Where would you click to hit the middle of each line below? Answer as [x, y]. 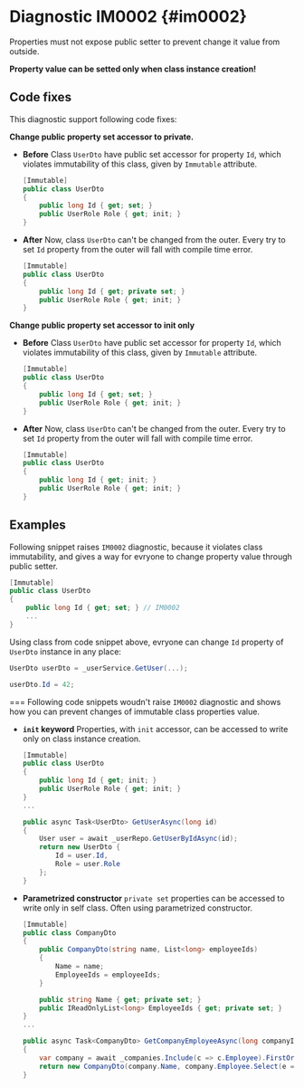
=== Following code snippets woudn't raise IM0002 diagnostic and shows [145, 701]
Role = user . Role [88, 864]
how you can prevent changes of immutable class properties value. [135, 711]
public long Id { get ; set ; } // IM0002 [103, 608]
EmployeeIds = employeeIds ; [108, 975]
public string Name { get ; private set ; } [120, 999]
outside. [24, 51]
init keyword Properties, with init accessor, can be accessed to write [155, 729]
